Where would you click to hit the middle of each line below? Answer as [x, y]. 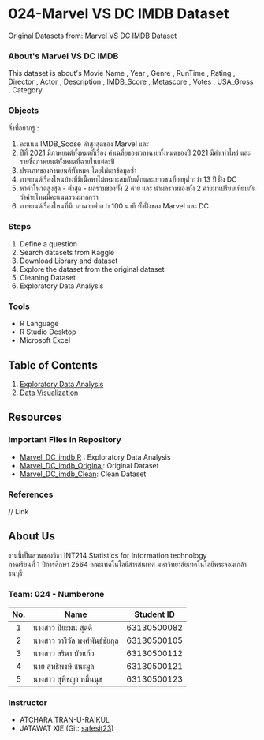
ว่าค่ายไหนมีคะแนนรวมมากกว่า [59, 197]
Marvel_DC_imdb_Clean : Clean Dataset [83, 474]
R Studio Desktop [48, 332]
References [31, 494]
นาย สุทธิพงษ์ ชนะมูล [63, 667]
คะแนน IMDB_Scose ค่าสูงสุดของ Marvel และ [84, 144]
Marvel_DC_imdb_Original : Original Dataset [89, 465]
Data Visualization [49, 393]
